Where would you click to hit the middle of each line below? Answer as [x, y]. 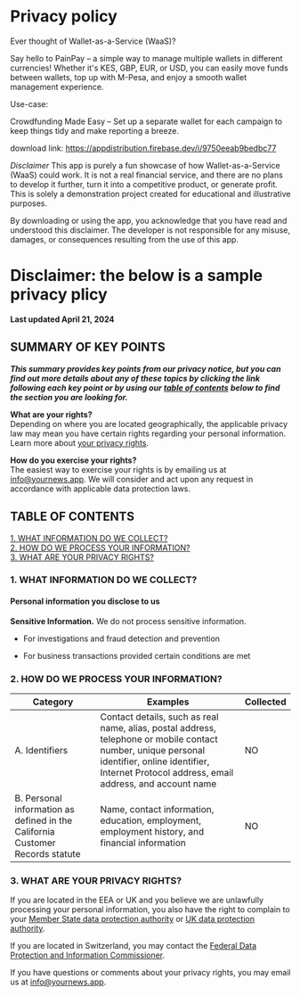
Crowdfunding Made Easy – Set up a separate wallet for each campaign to [146, 121]
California [35, 831]
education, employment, [150, 820]
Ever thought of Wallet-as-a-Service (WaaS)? [93, 41]
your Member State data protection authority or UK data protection [132, 919]
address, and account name [158, 784]
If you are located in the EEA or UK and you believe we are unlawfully [137, 900]
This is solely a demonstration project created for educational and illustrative [151, 193]
